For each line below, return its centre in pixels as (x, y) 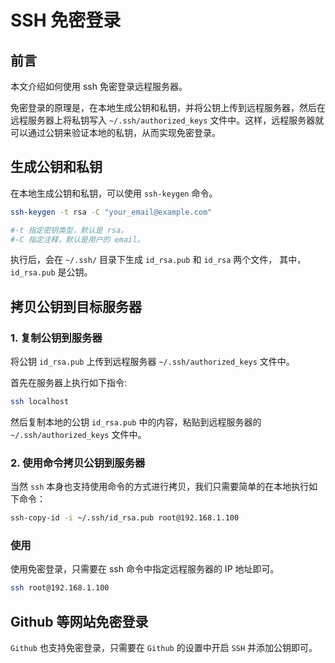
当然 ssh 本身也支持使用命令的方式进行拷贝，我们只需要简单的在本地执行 (160, 487)
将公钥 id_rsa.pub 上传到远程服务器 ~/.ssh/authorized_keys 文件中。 (152, 362)
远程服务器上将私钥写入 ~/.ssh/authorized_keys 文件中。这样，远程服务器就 (167, 120)
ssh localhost (40, 402)
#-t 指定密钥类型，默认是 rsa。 (69, 230)
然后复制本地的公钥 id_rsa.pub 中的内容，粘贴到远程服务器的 (136, 422)
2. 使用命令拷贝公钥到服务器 (78, 463)
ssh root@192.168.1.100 (60, 588)
